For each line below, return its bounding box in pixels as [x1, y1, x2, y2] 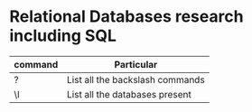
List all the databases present [66, 88, 191, 100]
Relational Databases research [9, 6, 244, 27]
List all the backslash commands [66, 73, 205, 86]
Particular [114, 58, 158, 70]
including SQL [9, 25, 117, 46]
